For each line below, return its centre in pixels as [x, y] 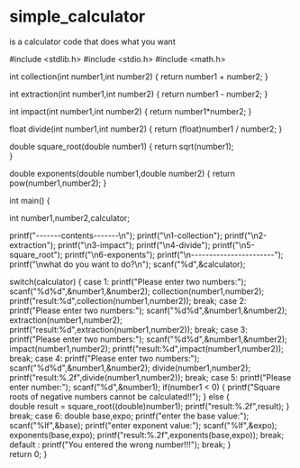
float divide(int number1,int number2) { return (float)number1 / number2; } [146, 129]
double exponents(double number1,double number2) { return [123, 173]
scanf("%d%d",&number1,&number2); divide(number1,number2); [130, 368]
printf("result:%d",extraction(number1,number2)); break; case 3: [128, 329]
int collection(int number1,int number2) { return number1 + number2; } [139, 76]
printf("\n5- [233, 244]
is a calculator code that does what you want [92, 41]
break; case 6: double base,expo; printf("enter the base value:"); [129, 416]
